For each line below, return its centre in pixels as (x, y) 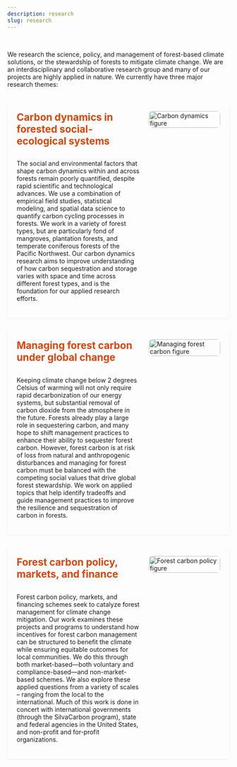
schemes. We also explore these (83, 679)
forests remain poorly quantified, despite (76, 179)
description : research (41, 14)
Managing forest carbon (74, 345)
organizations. (37, 739)
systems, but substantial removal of (68, 403)
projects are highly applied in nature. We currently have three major (105, 77)
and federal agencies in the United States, (78, 724)
